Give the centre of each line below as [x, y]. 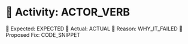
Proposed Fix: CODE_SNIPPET [43, 34]
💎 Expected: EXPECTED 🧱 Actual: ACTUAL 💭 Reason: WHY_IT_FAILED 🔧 [94, 29]
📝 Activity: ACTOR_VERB [68, 12]
